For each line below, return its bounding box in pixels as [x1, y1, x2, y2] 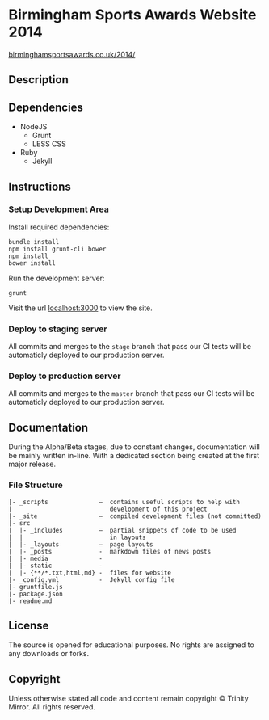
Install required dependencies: [8, 222, 110, 232]
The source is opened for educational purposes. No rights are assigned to [8, 640, 254, 650]
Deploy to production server [8, 370, 121, 381]
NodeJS [19, 122, 48, 132]
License [8, 618, 49, 632]
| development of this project [8, 505, 208, 513]
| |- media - [8, 554, 103, 562]
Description [8, 73, 69, 86]
